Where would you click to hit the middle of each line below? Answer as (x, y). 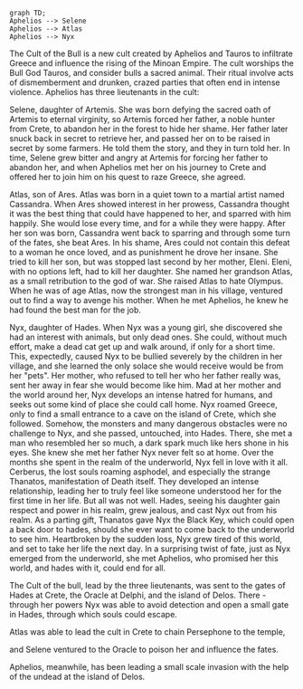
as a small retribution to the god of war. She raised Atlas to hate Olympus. (147, 281)
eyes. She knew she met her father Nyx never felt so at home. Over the (142, 452)
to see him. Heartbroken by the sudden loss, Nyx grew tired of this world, (146, 539)
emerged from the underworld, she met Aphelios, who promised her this (144, 558)
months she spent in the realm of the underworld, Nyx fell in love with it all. (149, 462)
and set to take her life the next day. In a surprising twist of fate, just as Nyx (150, 549)
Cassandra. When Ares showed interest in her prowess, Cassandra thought (150, 204)
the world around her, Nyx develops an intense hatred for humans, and (141, 395)
